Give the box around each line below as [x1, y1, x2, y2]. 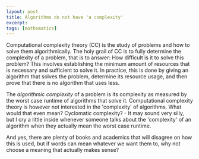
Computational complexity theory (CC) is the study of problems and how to [6, 42, 190, 49]
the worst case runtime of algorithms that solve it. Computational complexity [6, 97, 193, 104]
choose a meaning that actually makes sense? [6, 147, 119, 154]
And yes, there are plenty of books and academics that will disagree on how [6, 134, 192, 141]
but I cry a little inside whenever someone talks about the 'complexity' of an [6, 116, 192, 123]
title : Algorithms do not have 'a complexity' [6, 14, 124, 20]
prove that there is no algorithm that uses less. [6, 79, 120, 87]
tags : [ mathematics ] [6, 25, 58, 31]
